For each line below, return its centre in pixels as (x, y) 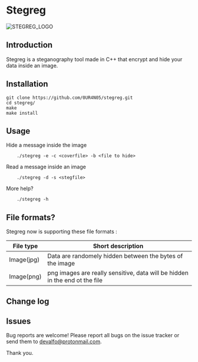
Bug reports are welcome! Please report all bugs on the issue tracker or (93, 336)
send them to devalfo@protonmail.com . (54, 341)
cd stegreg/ (21, 103)
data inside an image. (32, 65)
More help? (20, 188)
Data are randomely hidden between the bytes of (115, 256)
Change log (28, 301)
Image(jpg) (24, 260)
